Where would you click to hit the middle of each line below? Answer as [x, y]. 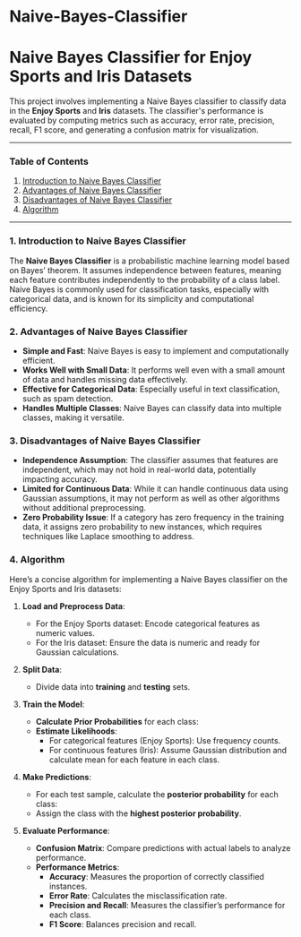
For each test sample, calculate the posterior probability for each [157, 794]
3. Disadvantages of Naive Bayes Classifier [105, 441]
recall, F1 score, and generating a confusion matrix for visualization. [134, 130]
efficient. [39, 361]
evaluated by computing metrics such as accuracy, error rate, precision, [142, 120]
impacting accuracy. [60, 479]
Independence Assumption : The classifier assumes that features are [150, 460]
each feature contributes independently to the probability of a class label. [145, 279]
